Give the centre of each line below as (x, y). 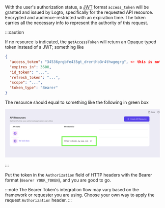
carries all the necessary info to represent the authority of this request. (77, 23)
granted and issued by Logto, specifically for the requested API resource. (79, 12)
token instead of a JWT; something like (45, 47)
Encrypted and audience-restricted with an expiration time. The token (75, 17)
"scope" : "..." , (26, 83)
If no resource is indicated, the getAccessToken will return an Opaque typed (81, 42)
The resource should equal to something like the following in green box (77, 102)
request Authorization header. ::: (39, 200)
